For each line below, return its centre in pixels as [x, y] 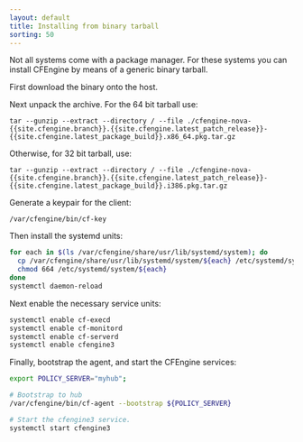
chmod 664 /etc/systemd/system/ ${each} [92, 270]
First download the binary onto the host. [83, 87]
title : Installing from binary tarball [84, 26]
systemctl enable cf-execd [60, 320]
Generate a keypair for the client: [70, 203]
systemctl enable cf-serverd [64, 336]
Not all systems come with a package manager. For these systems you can [148, 60]
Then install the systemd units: [66, 236]
